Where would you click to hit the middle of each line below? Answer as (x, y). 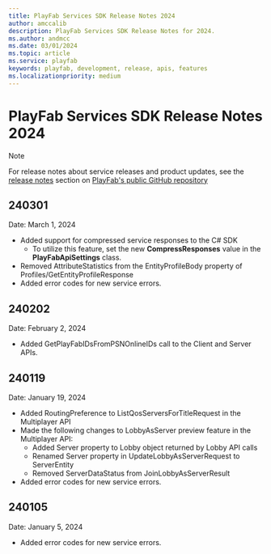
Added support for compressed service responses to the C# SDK (129, 240)
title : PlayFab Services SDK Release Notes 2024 (92, 16)
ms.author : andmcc (39, 38)
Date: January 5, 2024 (46, 527)
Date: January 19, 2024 (47, 398)
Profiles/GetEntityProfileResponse (77, 275)
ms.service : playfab (43, 61)
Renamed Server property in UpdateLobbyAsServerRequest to (136, 456)
